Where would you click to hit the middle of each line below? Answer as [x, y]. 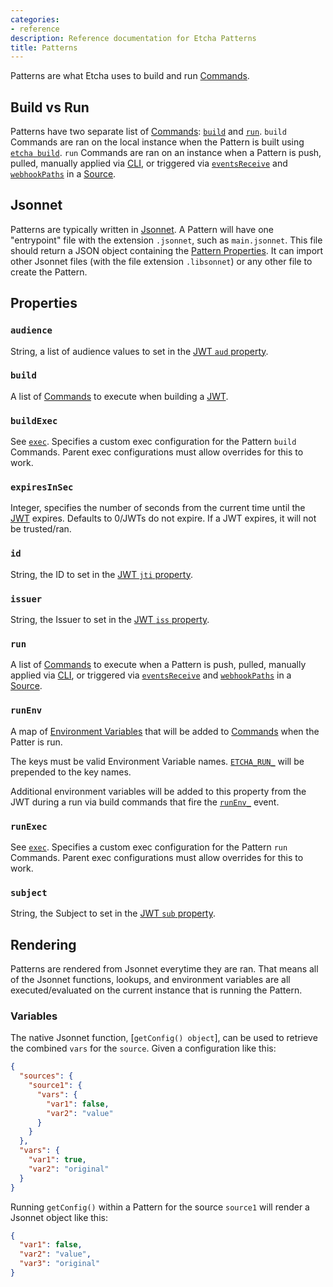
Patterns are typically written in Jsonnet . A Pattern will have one [142, 229]
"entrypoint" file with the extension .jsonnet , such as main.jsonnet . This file [166, 240]
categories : [35, 19]
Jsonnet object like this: [59, 1217]
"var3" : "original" [60, 1264]
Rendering [43, 944]
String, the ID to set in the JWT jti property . [101, 574]
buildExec [34, 420]
